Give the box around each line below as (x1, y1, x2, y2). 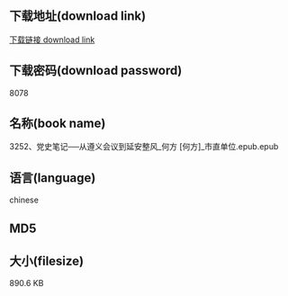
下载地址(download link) (9, 8, 147, 24)
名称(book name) (9, 116, 106, 131)
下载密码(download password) (9, 63, 183, 78)
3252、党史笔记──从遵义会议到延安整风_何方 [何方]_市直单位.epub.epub (9, 141, 279, 152)
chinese (9, 194, 39, 205)
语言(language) (9, 170, 96, 185)
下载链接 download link (9, 34, 95, 45)
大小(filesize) (9, 254, 84, 269)
